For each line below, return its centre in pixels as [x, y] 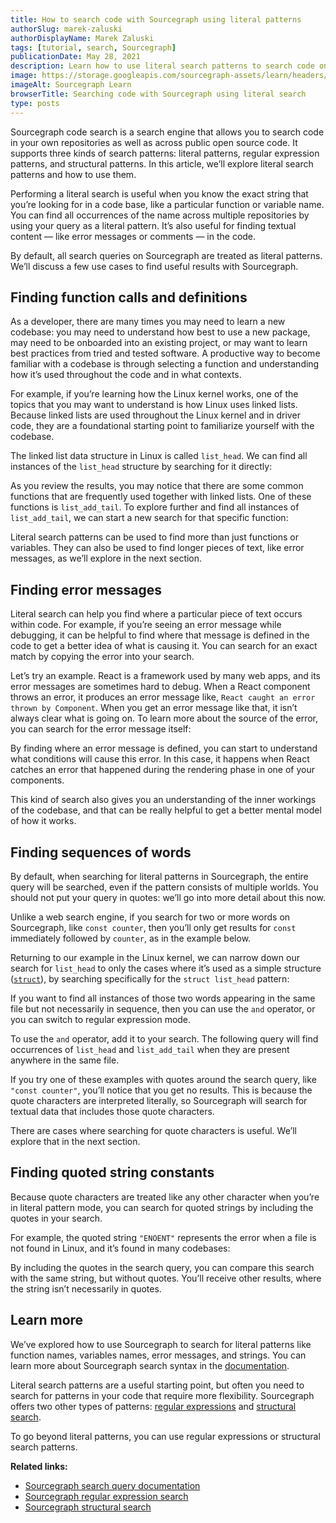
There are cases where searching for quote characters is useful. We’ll [153, 1130]
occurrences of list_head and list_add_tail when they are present [150, 1049]
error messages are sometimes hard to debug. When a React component [160, 687]
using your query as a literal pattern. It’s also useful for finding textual [153, 225]
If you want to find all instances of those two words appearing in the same [163, 998]
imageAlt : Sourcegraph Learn [71, 85]
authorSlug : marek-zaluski [66, 29]
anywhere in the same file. [65, 1060]
